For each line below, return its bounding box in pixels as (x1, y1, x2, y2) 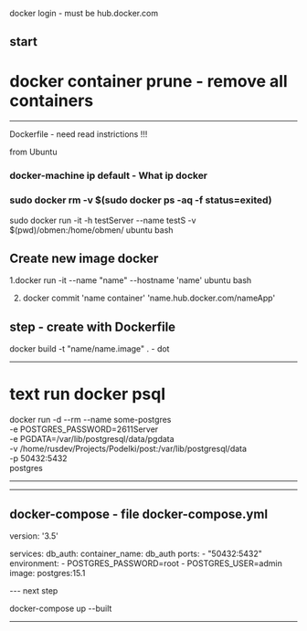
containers (9, 90, 94, 110)
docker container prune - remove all (9, 70, 288, 91)
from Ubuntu (9, 146, 58, 158)
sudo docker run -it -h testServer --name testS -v (9, 215, 196, 226)
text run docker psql (9, 384, 166, 405)
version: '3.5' (9, 530, 59, 542)
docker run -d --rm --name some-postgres (9, 415, 172, 426)
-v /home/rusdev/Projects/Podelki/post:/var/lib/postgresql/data (9, 443, 248, 455)
